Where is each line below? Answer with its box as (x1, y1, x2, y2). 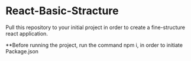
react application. (5, 30, 48, 37)
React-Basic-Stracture (5, 4, 119, 18)
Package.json (5, 47, 39, 54)
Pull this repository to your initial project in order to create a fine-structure (5, 24, 186, 31)
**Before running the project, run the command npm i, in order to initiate (5, 41, 183, 49)
